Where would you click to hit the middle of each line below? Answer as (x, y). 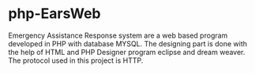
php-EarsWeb (54, 14)
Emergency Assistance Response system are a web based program (118, 35)
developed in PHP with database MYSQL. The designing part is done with (127, 43)
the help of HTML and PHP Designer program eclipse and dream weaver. (127, 52)
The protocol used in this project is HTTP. (76, 60)
